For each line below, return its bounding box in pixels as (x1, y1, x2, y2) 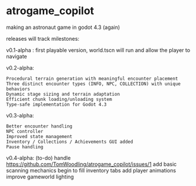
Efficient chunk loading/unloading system (6, 96, 112, 102)
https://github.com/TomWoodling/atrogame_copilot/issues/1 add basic (6, 161, 177, 168)
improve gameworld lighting (6, 173, 74, 180)
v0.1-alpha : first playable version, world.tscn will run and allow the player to (6, 46, 191, 54)
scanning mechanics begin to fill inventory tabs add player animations (6, 167, 176, 174)
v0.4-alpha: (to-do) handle (6, 154, 71, 161)
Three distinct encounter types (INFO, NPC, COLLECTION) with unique (6, 81, 181, 87)
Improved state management (6, 133, 73, 139)
